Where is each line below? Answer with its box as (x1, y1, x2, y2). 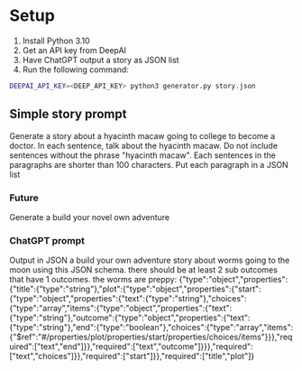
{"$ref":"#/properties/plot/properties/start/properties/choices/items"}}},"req (9, 331, 293, 343)
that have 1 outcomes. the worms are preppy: (9, 274, 178, 285)
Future (9, 191, 39, 204)
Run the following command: (22, 64, 129, 75)
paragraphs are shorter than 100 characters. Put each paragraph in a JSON (9, 159, 288, 170)
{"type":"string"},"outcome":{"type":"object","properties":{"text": (9, 312, 251, 323)
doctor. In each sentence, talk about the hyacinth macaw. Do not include (9, 140, 278, 151)
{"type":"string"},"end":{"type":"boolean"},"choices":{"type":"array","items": (9, 322, 294, 333)
